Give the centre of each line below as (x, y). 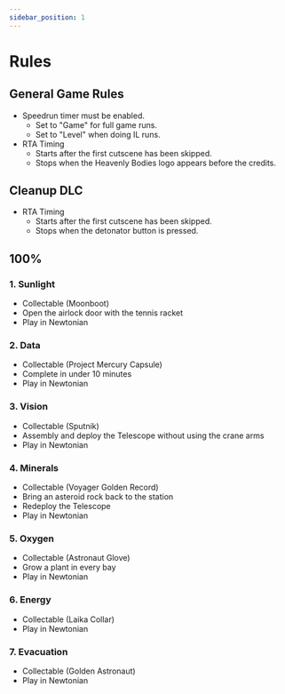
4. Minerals (34, 467)
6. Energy (30, 600)
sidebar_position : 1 (47, 17)
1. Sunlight (32, 283)
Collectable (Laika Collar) (68, 619)
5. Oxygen (32, 538)
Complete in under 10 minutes (77, 374)
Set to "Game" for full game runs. (96, 124)
